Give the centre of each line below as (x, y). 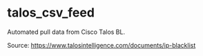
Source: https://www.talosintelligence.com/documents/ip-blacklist (101, 45)
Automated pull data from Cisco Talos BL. (66, 32)
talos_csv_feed (51, 13)
